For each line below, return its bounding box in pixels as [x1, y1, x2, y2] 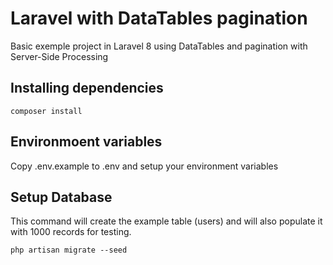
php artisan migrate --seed [10, 245, 128, 256]
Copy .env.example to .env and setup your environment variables [10, 160, 279, 172]
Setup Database [10, 188, 113, 206]
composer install [10, 106, 83, 116]
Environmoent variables [10, 133, 163, 151]
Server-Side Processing [10, 50, 109, 62]
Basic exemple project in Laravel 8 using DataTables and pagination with [10, 40, 308, 52]
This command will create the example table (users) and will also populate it [10, 215, 323, 227]
